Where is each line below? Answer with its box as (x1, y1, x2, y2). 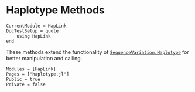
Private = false (6, 81, 46, 87)
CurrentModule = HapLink (6, 23, 67, 29)
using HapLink (16, 33, 51, 39)
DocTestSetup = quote (6, 28, 59, 34)
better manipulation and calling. (6, 54, 83, 62)
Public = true (6, 76, 41, 82)
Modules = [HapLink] (6, 66, 57, 72)
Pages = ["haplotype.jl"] (6, 71, 69, 77)
